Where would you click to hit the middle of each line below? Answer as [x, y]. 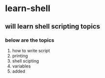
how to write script [31, 50]
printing [20, 56]
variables [21, 66]
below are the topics [30, 40]
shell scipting [25, 61]
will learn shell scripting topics [52, 26]
